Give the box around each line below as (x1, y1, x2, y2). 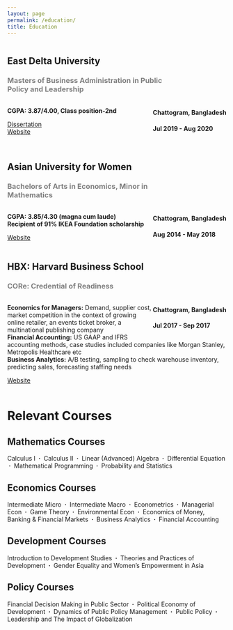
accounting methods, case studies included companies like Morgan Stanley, (7, 341, 225, 349)
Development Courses (7, 535, 106, 547)
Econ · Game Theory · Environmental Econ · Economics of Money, (7, 508, 205, 516)
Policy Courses (7, 581, 74, 593)
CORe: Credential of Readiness (7, 282, 114, 291)
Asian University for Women (7, 161, 132, 173)
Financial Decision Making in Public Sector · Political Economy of (7, 600, 196, 608)
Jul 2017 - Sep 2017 (152, 321, 211, 330)
